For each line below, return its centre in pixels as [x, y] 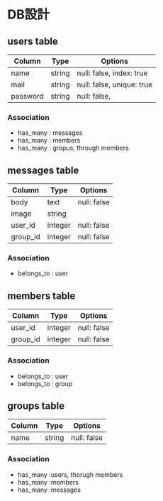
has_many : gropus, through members [73, 148]
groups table [36, 406]
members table [41, 296]
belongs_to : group [45, 383]
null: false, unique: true [114, 84]
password [27, 96]
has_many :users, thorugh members [70, 474]
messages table [43, 170]
